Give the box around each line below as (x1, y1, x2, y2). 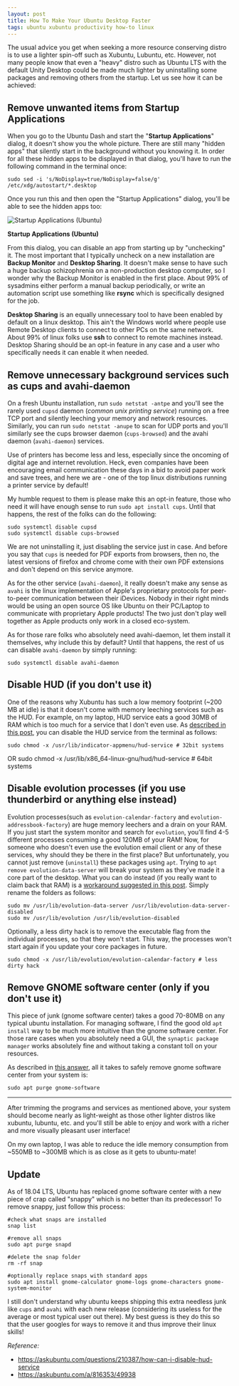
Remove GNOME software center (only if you (7, 981, 210, 994)
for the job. (7, 296, 40, 305)
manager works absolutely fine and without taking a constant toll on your (7, 1042, 218, 1050)
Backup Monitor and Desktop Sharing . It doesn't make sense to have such (7, 259, 228, 267)
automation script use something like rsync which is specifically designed (7, 289, 225, 298)
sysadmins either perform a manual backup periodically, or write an (7, 281, 206, 290)
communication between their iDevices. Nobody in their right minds (31, 594, 229, 602)
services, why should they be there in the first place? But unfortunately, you (7, 850, 229, 859)
